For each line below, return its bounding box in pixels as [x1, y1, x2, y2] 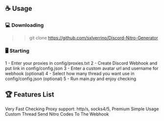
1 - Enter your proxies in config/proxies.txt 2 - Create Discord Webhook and [5, 60, 158, 66]
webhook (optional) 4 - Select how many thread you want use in [5, 70, 135, 76]
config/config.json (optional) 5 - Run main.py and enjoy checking [5, 76, 136, 81]
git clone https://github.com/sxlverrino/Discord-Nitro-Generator [29, 35, 158, 40]
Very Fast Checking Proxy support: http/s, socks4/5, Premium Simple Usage [5, 106, 159, 112]
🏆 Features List [5, 90, 54, 99]
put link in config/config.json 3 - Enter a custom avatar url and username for [5, 65, 159, 71]
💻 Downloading [5, 22, 44, 29]
